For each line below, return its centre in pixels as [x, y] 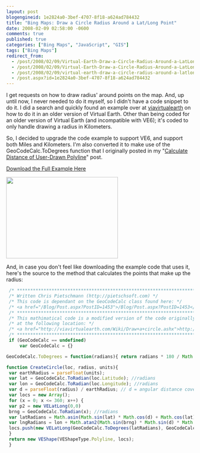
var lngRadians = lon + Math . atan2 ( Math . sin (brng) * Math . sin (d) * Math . [102, 423]
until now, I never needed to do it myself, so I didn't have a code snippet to [97, 101]
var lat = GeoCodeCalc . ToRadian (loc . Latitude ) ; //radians [82, 379]
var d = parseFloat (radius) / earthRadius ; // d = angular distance [96, 390]
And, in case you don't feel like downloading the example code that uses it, [98, 267]
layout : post [22, 12]
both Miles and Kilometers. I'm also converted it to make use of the [88, 145]
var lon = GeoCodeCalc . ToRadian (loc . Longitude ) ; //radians [84, 384]
